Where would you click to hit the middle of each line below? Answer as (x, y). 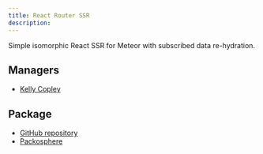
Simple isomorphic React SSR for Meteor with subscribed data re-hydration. (131, 45)
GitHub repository (49, 133)
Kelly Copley (40, 89)
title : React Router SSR (49, 15)
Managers (34, 70)
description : (30, 23)
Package (30, 114)
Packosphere (41, 141)
